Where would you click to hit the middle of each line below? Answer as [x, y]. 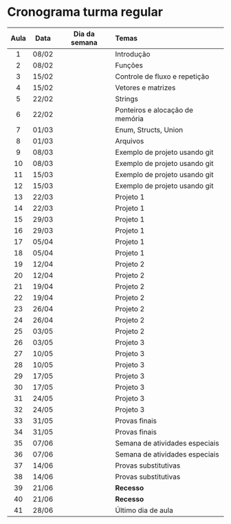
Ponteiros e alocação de [154, 109]
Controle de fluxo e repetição [162, 76]
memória [130, 118]
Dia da [84, 34]
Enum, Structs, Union [149, 129]
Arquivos [130, 140]
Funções [129, 65]
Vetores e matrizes [145, 87]
